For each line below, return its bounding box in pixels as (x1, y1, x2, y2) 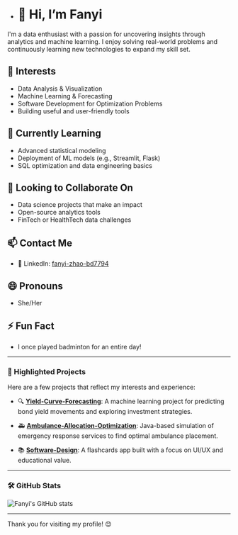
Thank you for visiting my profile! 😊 (7, 520, 112, 529)
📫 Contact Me (7, 237, 73, 249)
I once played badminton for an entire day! (17, 342, 142, 351)
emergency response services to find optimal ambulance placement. (17, 432, 218, 440)
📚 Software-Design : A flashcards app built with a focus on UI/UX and (17, 446, 224, 454)
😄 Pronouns (7, 280, 64, 292)
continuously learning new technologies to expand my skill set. (7, 45, 191, 53)
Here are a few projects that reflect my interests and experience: (7, 383, 196, 392)
